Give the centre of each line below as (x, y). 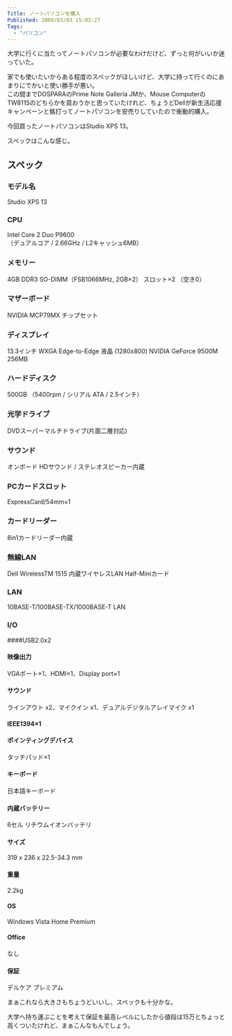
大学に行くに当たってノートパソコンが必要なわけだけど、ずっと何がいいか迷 (116, 53)
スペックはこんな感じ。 (41, 141)
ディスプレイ (28, 334)
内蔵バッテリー (28, 808)
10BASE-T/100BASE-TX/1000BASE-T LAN (66, 607)
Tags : (15, 26)
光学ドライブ (29, 414)
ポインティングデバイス (41, 740)
